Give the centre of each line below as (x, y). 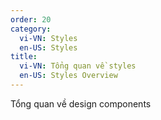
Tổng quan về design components (81, 103)
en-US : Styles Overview (68, 76)
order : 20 (31, 19)
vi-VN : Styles (48, 38)
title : (24, 57)
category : (31, 29)
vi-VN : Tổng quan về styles (78, 66)
